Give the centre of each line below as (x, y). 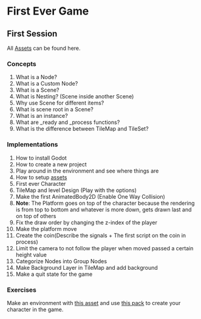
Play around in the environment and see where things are (87, 171)
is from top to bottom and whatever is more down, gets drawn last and (104, 209)
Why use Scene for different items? (60, 103)
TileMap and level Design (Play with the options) (76, 190)
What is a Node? (36, 77)
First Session (32, 34)
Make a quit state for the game (54, 274)
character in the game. (35, 309)
